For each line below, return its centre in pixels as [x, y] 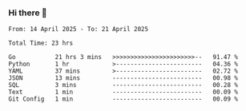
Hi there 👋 [28, 13]
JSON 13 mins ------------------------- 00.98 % [123, 78]
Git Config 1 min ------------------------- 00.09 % [123, 99]
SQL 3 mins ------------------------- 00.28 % [123, 85]
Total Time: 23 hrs [41, 43]
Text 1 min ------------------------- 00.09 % [123, 92]
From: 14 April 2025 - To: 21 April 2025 [79, 30]
